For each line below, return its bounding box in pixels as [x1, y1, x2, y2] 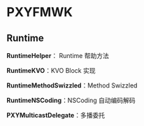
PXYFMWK [6, 4, 73, 20]
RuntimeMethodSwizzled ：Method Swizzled [6, 81, 138, 90]
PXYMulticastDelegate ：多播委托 [6, 111, 106, 119]
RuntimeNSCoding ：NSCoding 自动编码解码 [6, 96, 136, 104]
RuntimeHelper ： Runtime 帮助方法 [6, 52, 109, 59]
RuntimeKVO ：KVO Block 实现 [6, 66, 96, 74]
